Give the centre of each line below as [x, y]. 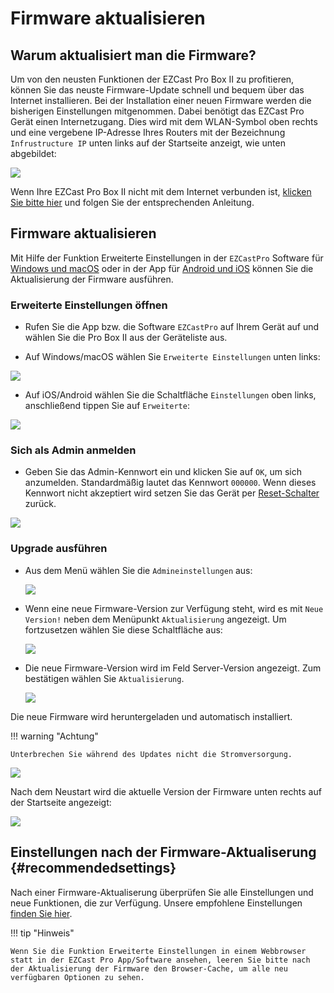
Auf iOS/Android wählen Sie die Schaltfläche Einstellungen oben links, [170, 395]
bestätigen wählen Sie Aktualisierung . [104, 678]
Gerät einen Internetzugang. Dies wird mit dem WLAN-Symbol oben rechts [164, 121]
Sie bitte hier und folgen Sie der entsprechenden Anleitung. [132, 202]
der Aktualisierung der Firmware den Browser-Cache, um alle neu [149, 968]
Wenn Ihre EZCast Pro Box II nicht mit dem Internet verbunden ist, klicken [161, 191]
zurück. [40, 504]
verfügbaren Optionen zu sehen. [77, 977]
